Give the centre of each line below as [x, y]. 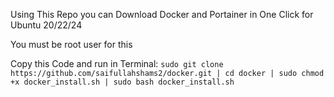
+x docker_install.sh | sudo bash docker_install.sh [122, 82]
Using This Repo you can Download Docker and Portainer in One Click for [162, 14]
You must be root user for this [71, 44]
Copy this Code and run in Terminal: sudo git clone [117, 63]
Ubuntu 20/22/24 [46, 25]
